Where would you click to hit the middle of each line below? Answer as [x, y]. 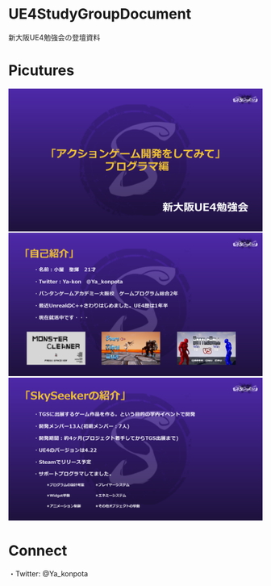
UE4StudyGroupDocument [100, 14]
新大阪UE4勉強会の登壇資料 [54, 37]
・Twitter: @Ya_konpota [48, 574]
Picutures [42, 71]
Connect [38, 550]
